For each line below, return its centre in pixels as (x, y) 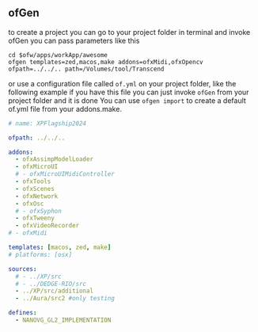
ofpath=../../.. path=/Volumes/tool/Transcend (86, 69)
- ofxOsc (30, 204)
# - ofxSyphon (38, 211)
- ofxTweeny (35, 218)
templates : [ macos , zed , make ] (60, 248)
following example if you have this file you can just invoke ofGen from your (129, 92)
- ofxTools (33, 181)
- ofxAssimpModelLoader (54, 159)
